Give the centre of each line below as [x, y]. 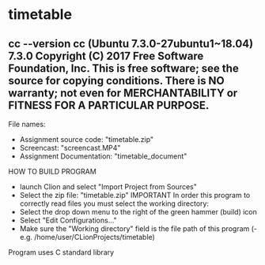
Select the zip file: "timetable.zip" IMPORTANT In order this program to [135, 195]
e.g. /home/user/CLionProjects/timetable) [87, 237]
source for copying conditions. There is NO [117, 80]
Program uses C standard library [61, 252]
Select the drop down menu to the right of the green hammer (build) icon [138, 212]
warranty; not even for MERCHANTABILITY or [123, 93]
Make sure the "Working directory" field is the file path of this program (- [138, 229]
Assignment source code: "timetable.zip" [87, 139]
